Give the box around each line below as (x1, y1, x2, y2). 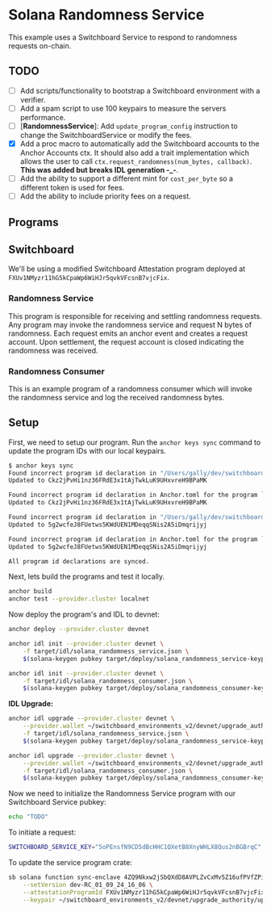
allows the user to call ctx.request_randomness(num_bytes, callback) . (19, 157, 252, 166)
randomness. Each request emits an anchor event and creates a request (8, 328, 248, 338)
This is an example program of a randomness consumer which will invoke (8, 383, 252, 393)
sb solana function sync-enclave (8, 873, 121, 881)
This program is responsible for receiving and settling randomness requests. (8, 311, 262, 320)
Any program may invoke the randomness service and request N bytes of (8, 320, 252, 329)
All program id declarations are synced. (8, 557, 150, 566)
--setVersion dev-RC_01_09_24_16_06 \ (23, 881, 153, 889)
